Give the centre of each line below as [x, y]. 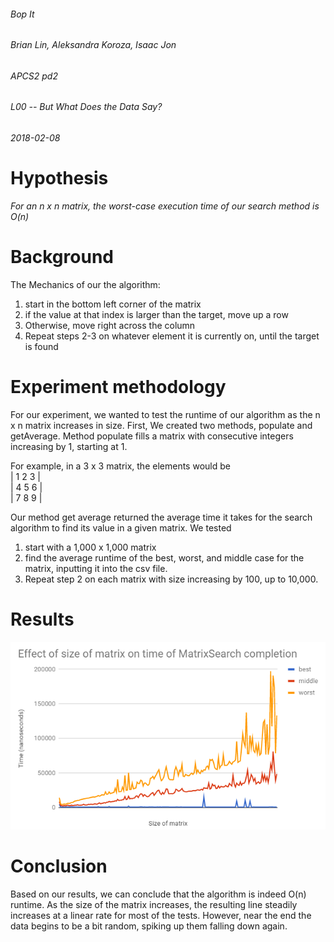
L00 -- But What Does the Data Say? [86, 107]
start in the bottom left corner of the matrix [113, 304]
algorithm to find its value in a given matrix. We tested [121, 527]
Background [62, 257]
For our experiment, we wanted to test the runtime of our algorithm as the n [165, 414]
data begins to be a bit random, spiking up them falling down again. [149, 926]
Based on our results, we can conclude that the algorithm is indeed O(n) [158, 894]
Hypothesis [59, 178]
